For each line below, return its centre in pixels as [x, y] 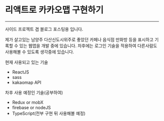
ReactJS [20, 72]
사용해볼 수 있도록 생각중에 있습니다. [40, 51]
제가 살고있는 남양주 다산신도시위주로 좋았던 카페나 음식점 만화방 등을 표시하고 [79, 39]
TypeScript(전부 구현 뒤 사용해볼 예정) [49, 113]
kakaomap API [27, 82]
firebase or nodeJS [31, 107]
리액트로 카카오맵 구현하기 [54, 10]
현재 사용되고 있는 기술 [27, 62]
